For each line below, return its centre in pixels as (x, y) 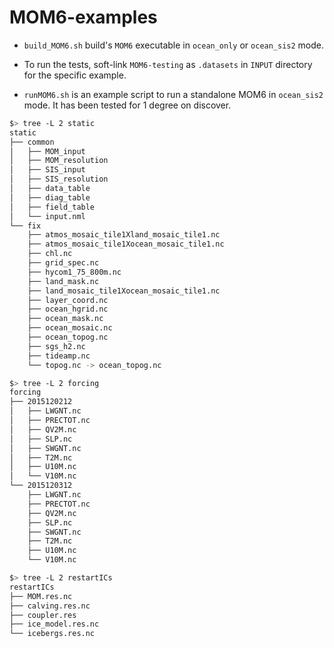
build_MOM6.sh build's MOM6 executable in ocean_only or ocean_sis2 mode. (174, 45)
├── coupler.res (43, 615)
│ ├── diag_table (50, 197)
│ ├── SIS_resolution (59, 179)
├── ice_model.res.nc (54, 624)
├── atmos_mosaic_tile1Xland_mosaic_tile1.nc (124, 235)
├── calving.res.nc (50, 606)
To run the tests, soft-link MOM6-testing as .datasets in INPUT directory (168, 64)
